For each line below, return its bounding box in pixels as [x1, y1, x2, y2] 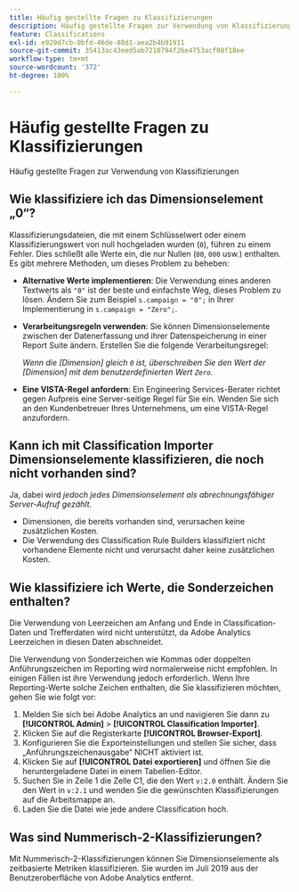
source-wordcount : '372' [9, 63, 101, 72]
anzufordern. [21, 412, 70, 423]
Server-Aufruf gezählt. [9, 499, 93, 509]
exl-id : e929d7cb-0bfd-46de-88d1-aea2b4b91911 [9, 37, 185, 47]
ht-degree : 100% [9, 71, 69, 80]
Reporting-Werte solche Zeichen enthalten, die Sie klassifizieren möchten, [9, 682, 282, 693]
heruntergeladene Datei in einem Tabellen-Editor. [21, 766, 203, 777]
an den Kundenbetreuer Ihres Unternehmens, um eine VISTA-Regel [21, 402, 269, 413]
